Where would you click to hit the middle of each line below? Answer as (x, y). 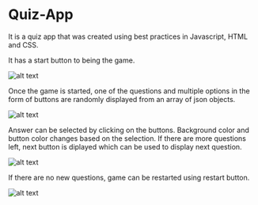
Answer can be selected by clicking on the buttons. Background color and (129, 130)
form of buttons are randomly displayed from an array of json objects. (122, 99)
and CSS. (23, 44)
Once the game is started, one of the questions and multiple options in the (129, 91)
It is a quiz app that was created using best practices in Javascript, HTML (128, 36)
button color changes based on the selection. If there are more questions (127, 138)
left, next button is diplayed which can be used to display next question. (125, 146)
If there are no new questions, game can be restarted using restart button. (129, 177)
